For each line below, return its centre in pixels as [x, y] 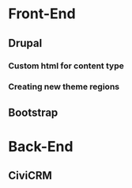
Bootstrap [33, 112]
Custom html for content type [66, 66]
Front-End [42, 14]
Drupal [25, 43]
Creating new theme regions [64, 86]
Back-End [41, 147]
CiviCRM [30, 176]
